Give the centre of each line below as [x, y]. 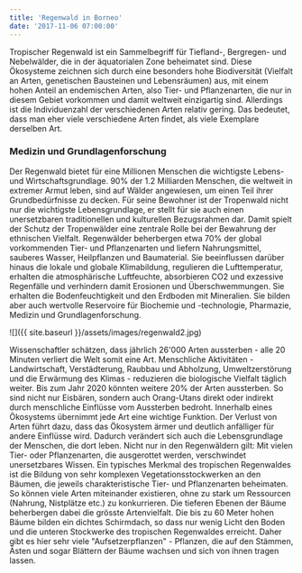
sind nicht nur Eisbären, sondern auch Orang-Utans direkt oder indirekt [142, 397]
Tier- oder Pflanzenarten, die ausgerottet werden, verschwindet [128, 455]
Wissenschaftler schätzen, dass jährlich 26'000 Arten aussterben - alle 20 [147, 350]
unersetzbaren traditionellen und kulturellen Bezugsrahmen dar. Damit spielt [151, 219]
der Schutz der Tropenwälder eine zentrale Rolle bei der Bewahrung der [143, 228]
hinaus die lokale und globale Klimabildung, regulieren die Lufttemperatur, [146, 267]
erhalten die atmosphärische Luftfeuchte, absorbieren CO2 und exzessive [146, 277]
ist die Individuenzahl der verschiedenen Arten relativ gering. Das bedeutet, [150, 109]
